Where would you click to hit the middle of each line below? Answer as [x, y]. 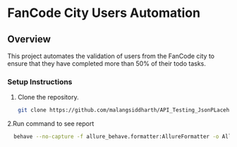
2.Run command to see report [51, 124]
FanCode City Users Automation [104, 13]
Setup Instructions [40, 81]
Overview [29, 39]
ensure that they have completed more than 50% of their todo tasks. [107, 64]
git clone [32, 110]
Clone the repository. [48, 98]
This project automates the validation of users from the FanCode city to [111, 56]
